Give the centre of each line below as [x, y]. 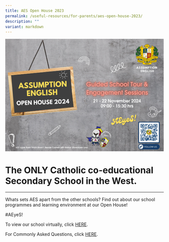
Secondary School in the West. [71, 181]
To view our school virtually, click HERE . [47, 224]
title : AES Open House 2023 [35, 11]
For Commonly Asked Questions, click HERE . [52, 234]
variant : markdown [24, 27]
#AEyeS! [14, 215]
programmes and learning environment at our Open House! [66, 205]
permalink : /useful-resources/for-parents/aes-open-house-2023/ [74, 16]
